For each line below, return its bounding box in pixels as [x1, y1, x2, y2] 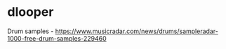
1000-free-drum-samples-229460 [7, 34, 107, 42]
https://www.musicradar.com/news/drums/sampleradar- [55, 27, 219, 35]
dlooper [7, 4, 54, 20]
